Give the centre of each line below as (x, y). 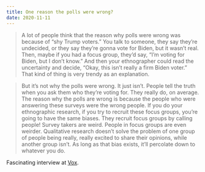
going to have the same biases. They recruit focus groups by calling (107, 118)
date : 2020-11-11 (28, 18)
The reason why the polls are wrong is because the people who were (108, 99)
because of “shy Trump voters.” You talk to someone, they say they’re (109, 41)
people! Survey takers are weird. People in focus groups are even (104, 124)
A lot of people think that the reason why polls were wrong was (101, 35)
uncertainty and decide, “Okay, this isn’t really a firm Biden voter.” (104, 67)
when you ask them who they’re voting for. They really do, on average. (110, 92)
